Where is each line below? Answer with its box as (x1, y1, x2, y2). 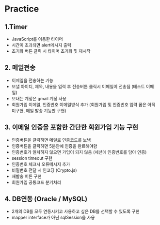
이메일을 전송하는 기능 (11, 77, 54, 83)
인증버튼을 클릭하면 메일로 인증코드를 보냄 (11, 137, 91, 143)
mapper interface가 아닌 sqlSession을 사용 (11, 214, 95, 221)
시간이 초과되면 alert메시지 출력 (11, 42, 71, 48)
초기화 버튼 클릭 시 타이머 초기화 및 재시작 (11, 48, 91, 54)
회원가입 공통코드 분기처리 (11, 179, 62, 185)
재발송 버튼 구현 (11, 173, 42, 179)
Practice (4, 3, 39, 15)
